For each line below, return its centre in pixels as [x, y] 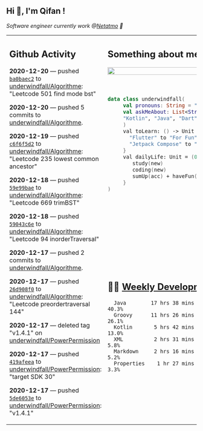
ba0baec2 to [25, 79]
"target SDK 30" [32, 377]
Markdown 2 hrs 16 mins [154, 351]
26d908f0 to [25, 289]
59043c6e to [25, 224]
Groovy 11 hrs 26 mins [154, 315]
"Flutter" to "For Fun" [163, 138]
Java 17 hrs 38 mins [154, 303]
